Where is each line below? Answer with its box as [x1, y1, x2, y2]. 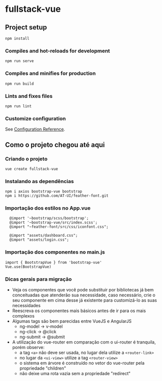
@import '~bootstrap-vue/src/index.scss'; [9, 220, 98, 225]
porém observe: [12, 345, 45, 350]
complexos [12, 313, 35, 319]
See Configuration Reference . [5, 127, 65, 132]
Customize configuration [5, 115, 66, 122]
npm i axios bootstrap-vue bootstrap [5, 189, 82, 194]
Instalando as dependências [5, 178, 74, 185]
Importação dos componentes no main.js [5, 249, 105, 255]
